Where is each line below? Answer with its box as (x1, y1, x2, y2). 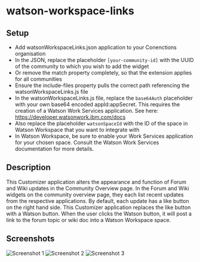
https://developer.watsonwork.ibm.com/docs (14, 113, 126, 121)
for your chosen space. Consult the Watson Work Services (14, 139, 159, 146)
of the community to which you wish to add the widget (14, 63, 149, 70)
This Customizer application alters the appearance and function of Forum (6, 178, 187, 186)
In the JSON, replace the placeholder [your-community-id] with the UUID (14, 57, 194, 63)
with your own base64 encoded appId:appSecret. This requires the (14, 101, 180, 108)
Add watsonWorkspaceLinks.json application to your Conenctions (14, 44, 177, 51)
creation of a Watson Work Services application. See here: (14, 107, 159, 114)
